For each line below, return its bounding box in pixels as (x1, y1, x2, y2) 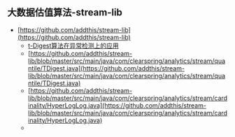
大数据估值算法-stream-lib (7, 6, 122, 19)
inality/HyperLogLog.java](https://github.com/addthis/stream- (27, 101, 206, 110)
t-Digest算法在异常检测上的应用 (27, 41, 119, 50)
